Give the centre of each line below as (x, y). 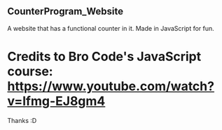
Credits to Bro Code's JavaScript (104, 57)
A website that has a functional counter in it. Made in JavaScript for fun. (111, 28)
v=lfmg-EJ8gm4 (56, 101)
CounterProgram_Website (65, 12)
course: (30, 71)
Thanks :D (22, 120)
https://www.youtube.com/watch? (111, 86)
